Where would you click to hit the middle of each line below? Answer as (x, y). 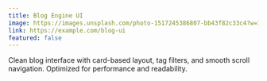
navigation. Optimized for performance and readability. (98, 69)
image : (19, 23)
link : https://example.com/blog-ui (67, 30)
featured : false (35, 38)
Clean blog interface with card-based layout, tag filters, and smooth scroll (129, 60)
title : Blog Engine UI (46, 15)
